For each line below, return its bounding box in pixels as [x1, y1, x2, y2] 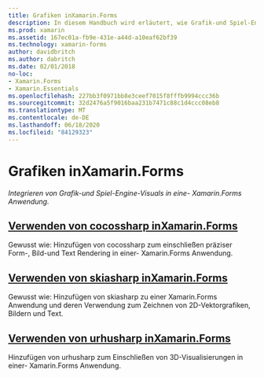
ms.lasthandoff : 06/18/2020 [8, 121, 101, 129]
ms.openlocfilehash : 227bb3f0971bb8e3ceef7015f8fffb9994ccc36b [8, 92, 220, 100]
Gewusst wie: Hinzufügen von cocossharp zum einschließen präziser [8, 240, 233, 250]
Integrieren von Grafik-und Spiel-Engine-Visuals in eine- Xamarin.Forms [8, 188, 242, 197]
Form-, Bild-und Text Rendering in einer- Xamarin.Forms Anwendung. [8, 248, 233, 258]
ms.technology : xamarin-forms [8, 41, 108, 49]
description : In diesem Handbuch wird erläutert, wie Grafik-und [8, 19, 226, 27]
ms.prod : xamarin [8, 26, 65, 34]
